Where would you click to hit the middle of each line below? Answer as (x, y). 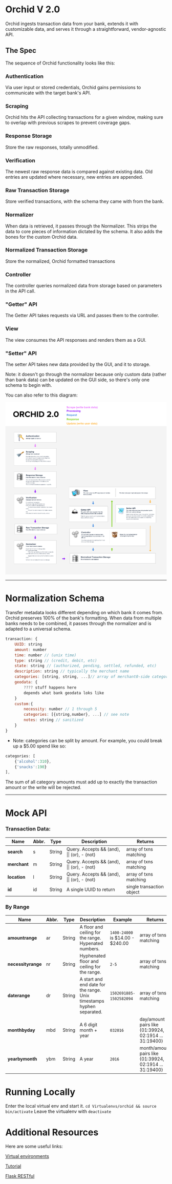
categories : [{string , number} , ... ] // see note (77, 715)
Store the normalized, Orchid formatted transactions (60, 261)
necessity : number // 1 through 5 (60, 709)
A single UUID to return (91, 889)
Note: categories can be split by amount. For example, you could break (88, 740)
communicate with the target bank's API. (48, 93)
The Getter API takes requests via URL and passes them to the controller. (82, 316)
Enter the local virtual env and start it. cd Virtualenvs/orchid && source (81, 1106)
